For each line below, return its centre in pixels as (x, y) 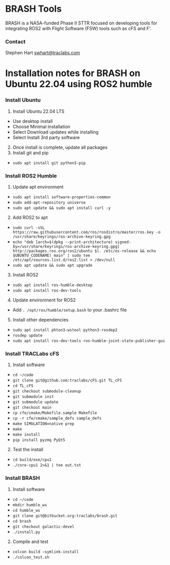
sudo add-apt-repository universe (49, 203)
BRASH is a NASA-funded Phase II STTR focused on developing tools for (81, 23)
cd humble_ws (26, 510)
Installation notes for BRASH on (73, 73)
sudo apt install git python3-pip (49, 163)
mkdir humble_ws (30, 505)
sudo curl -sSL (29, 228)
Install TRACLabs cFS (32, 353)
